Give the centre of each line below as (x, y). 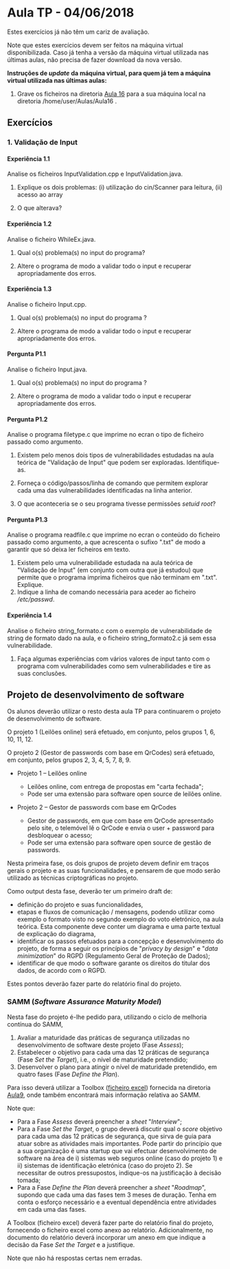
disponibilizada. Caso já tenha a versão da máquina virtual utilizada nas (108, 52)
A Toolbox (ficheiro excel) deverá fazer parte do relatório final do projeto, (111, 1222)
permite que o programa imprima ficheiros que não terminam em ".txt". (117, 577)
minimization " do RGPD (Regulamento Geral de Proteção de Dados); (114, 956)
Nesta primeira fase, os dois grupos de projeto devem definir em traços (108, 863)
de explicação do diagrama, (56, 934)
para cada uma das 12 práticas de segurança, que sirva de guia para (114, 1136)
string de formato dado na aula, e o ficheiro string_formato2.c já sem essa (112, 638)
